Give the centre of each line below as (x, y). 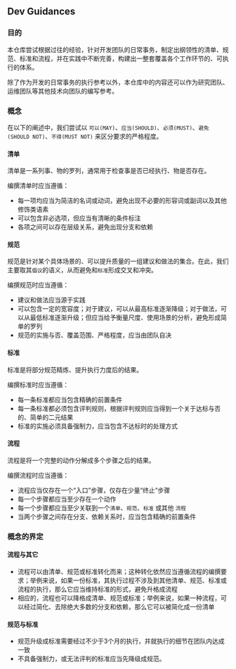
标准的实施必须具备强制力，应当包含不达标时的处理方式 (97, 426)
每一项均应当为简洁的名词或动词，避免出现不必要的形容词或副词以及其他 (122, 200)
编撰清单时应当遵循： (38, 186)
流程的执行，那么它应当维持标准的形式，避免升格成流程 (97, 589)
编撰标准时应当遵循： (38, 384)
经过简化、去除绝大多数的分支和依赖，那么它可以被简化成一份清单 (119, 606)
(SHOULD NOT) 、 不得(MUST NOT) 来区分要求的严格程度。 (85, 136)
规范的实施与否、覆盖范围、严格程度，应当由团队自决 (94, 335)
